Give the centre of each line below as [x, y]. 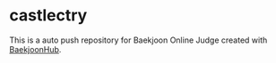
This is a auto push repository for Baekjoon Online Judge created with [138, 40]
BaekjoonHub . [35, 49]
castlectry [48, 16]
